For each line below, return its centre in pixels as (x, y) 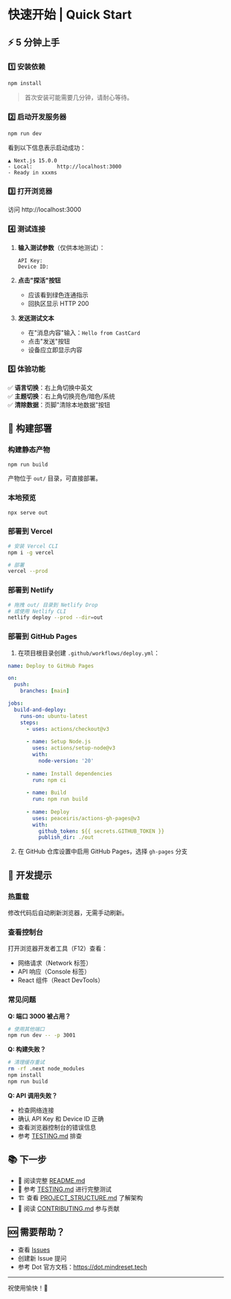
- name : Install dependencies (69, 773)
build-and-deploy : (40, 710)
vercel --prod (28, 572)
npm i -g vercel (31, 552)
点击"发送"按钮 (49, 341)
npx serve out (28, 512)
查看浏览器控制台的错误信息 (57, 1127)
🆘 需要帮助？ (37, 1232)
